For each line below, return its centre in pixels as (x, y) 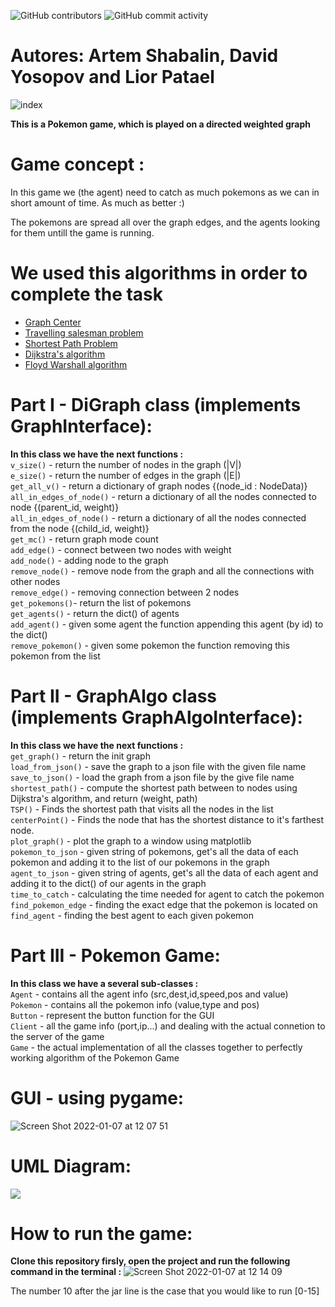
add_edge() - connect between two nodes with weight (121, 549)
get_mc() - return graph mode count (84, 539)
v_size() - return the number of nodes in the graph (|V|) (126, 464)
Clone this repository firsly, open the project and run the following (150, 1261)
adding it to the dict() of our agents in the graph (108, 883)
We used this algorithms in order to (159, 273)
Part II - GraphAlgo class (113, 696)
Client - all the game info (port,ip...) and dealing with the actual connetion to (168, 1026)
